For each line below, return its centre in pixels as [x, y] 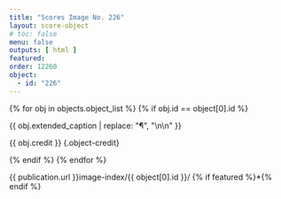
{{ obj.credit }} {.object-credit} [64, 142]
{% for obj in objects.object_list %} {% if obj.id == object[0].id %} [129, 108]
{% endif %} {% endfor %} [58, 159]
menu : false [31, 42]
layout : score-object [49, 26]
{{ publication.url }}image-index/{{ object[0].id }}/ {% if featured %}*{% [141, 177]
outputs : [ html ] [43, 50]
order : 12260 [33, 67]
